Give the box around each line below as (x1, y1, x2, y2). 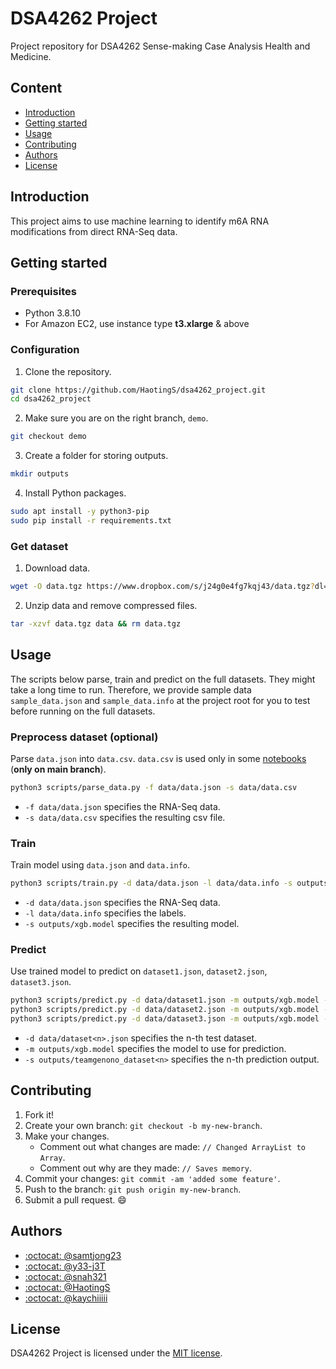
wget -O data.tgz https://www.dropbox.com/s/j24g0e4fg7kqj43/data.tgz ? (10, 582, 315, 592)
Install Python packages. (24, 487, 127, 499)
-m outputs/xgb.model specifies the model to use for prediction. (24, 1042, 287, 1054)
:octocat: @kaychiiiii (24, 1292, 108, 1304)
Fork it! (24, 1108, 55, 1121)
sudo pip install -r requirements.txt (10, 515, 172, 526)
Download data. (24, 562, 91, 574)
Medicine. (10, 50, 52, 62)
